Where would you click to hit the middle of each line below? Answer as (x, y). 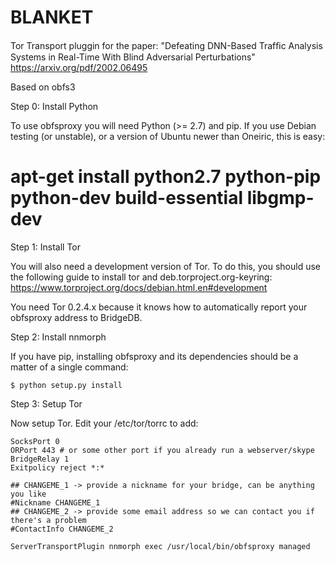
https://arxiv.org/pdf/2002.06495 (79, 67)
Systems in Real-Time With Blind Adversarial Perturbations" (133, 57)
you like (28, 494)
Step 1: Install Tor (46, 247)
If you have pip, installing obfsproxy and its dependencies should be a (154, 356)
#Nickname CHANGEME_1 (55, 502)
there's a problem (48, 520)
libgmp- (280, 198)
